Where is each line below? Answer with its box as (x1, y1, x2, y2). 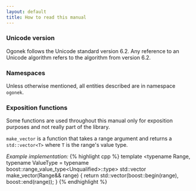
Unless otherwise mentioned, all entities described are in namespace (6, 82, 176, 90)
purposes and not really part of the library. (6, 124, 110, 131)
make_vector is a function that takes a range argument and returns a (6, 135, 172, 142)
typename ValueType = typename (6, 159, 89, 167)
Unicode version (6, 34, 55, 42)
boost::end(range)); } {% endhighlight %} (6, 178, 107, 186)
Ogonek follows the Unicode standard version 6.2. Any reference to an (6, 47, 180, 54)
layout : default (6, 8, 46, 15)
